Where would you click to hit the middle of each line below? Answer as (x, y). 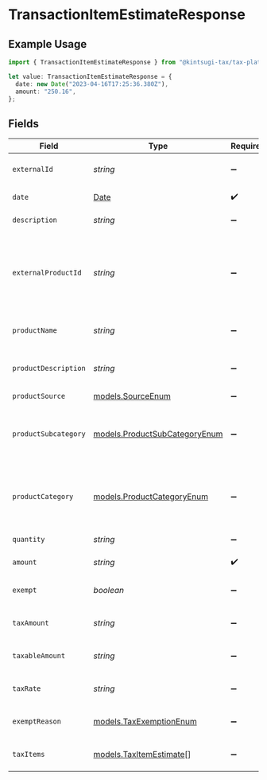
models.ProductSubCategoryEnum (158, 434)
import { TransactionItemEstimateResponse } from (92, 62)
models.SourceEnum (132, 396)
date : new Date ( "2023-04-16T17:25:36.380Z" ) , (92, 84)
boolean (109, 591)
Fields (24, 124)
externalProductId (47, 273)
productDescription (49, 369)
